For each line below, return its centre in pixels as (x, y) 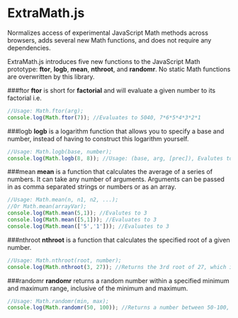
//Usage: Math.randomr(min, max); (58, 301)
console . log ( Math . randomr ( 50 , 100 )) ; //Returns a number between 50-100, (119, 308)
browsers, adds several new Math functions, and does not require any (109, 40)
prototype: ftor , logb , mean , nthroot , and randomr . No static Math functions (119, 69)
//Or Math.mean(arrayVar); (47, 207)
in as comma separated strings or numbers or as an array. (92, 187)
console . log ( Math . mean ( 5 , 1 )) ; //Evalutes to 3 (77, 213)
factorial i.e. (25, 98)
